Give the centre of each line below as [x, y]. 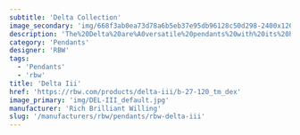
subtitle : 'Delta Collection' [66, 17]
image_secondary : [42, 26]
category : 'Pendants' [50, 42]
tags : [19, 59]
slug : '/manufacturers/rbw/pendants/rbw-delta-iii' [107, 116]
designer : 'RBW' [39, 51]
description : [33, 34]
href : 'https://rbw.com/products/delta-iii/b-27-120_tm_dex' [125, 91]
